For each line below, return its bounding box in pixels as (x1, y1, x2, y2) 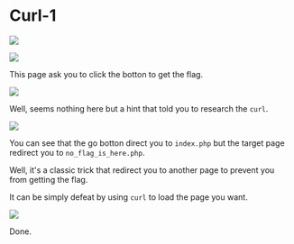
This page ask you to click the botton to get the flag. (9, 68, 204, 79)
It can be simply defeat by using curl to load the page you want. (9, 191, 248, 203)
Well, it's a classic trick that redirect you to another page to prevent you (9, 164, 275, 176)
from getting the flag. (9, 174, 88, 185)
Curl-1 (9, 5, 57, 26)
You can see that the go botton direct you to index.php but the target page (9, 137, 286, 149)
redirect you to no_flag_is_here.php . (9, 147, 145, 158)
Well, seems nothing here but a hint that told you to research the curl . (9, 103, 269, 113)
